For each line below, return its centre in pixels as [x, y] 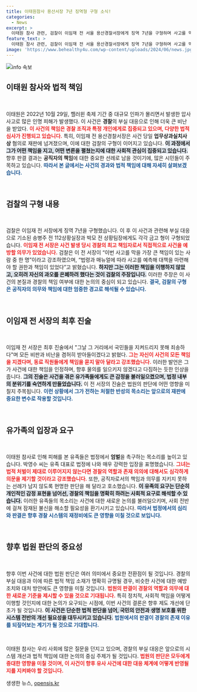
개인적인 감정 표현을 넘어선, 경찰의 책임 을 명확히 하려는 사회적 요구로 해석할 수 [94, 493]
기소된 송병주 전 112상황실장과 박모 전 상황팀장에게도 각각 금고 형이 [93, 238]
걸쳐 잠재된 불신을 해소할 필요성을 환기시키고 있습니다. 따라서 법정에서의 [94, 508]
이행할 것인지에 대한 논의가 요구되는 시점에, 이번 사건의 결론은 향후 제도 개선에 [95, 603]
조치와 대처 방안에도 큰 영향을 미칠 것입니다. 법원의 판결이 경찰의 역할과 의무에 [95, 588]
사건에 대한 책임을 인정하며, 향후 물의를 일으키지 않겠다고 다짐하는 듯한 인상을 [101, 369]
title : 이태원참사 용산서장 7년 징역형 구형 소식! [59, 11]
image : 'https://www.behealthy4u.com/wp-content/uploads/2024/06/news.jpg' [101, 50]
